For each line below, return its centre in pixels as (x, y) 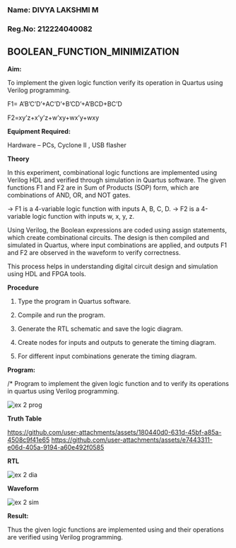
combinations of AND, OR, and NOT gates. (69, 195)
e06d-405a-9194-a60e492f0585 (56, 447)
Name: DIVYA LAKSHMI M (53, 10)
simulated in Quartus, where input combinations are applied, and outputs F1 (117, 245)
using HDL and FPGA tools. (47, 273)
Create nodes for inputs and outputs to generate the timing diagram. (117, 342)
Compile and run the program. (61, 315)
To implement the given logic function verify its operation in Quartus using (115, 82)
